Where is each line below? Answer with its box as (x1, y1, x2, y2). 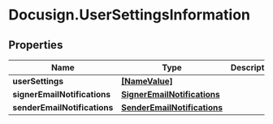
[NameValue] (120, 75, 173, 87)
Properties (8, 38, 63, 52)
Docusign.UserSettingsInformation (8, 6, 250, 24)
